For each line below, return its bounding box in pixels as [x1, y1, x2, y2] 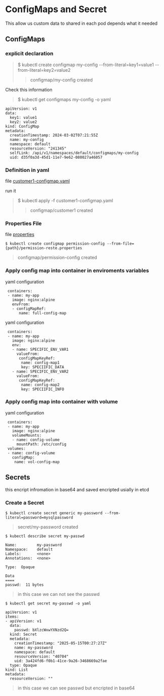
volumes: [7, 446, 26, 451]
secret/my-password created [17, 524, 78, 530]
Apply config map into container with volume [5, 398, 118, 405]
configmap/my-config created [30, 77, 93, 83]
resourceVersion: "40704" [14, 654, 69, 659]
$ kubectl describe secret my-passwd [5, 533, 85, 539]
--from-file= [106, 241, 135, 246]
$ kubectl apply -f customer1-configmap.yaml [17, 197, 114, 203]
